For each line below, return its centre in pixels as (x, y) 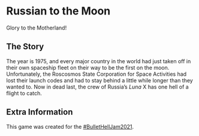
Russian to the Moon (58, 11)
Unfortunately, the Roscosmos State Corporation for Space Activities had (97, 74)
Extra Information (40, 112)
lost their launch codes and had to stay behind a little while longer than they (99, 80)
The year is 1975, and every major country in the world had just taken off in (99, 61)
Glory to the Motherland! (37, 28)
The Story (25, 47)
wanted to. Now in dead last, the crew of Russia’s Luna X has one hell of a (97, 87)
